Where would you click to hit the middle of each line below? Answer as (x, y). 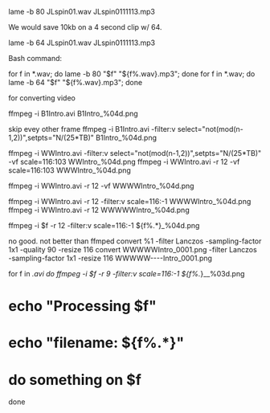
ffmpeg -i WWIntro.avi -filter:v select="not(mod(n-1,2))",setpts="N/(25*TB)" (135, 153)
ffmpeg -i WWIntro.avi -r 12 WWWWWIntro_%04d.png (99, 210)
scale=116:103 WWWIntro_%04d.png (70, 170)
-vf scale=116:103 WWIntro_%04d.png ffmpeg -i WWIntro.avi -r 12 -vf (124, 162)
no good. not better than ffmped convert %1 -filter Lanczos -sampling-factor (135, 241)
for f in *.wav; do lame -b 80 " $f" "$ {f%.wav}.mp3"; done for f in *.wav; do (132, 74)
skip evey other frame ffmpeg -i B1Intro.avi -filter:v (92, 129)
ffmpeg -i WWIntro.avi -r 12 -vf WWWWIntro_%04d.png (101, 186)
